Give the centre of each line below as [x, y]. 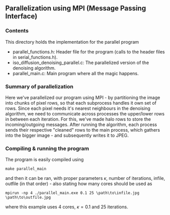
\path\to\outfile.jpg [28, 198]
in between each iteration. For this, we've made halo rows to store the [78, 119]
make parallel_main [26, 169]
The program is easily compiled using [44, 160]
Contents [17, 31]
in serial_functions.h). [35, 57]
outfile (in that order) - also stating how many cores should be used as [79, 184]
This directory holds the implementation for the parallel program [72, 42]
